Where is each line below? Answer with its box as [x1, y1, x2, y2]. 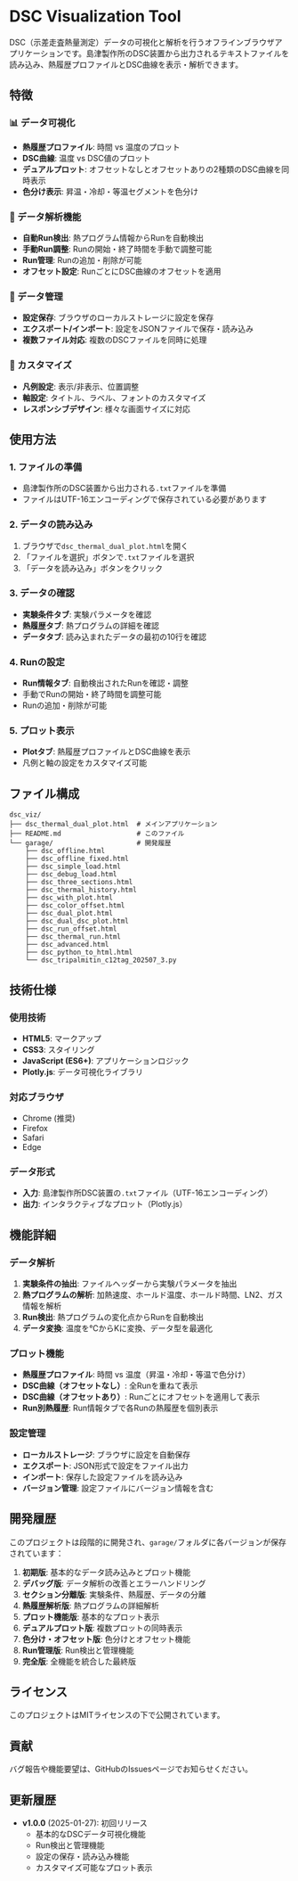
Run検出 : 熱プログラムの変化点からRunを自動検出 [21, 1312, 205, 1323]
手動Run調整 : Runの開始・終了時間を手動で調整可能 [21, 243, 212, 254]
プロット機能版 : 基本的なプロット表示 [21, 1611, 160, 1622]
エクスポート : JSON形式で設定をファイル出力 [21, 1460, 189, 1471]
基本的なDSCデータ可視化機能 [35, 1829, 146, 1840]
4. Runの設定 [9, 655, 65, 668]
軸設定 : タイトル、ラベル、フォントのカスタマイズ [21, 392, 206, 403]
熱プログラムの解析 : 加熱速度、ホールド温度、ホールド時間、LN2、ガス [21, 1290, 284, 1301]
